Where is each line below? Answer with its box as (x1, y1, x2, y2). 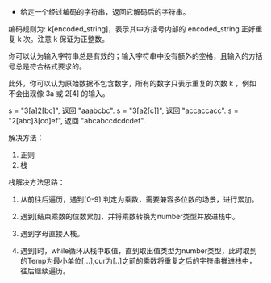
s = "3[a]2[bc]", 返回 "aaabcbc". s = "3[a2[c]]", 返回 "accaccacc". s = (8, 106, 240, 115)
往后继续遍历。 (19, 266, 70, 276)
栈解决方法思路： (8, 177, 65, 187)
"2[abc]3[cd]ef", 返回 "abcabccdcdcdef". (8, 116, 146, 125)
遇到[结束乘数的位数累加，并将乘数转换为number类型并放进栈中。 (19, 212, 240, 221)
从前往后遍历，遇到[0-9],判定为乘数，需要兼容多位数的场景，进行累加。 (19, 194, 259, 204)
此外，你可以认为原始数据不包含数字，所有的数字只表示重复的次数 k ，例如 (8, 79, 256, 88)
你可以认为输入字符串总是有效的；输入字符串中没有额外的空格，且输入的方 (8, 52, 256, 60)
